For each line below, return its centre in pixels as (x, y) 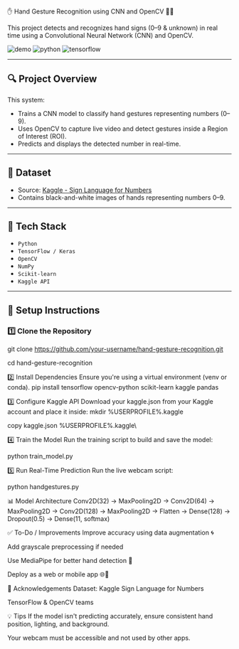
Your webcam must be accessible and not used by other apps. (99, 638)
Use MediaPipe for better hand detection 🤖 (70, 561)
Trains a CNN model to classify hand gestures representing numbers (118, 113)
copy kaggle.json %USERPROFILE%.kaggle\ (72, 426)
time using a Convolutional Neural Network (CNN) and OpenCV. (101, 35)
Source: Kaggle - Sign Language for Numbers (85, 190)
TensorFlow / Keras (47, 252)
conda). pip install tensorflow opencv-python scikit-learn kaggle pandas (113, 387)
